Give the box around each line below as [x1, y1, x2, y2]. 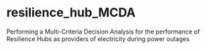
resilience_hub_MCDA [6, 5, 136, 21]
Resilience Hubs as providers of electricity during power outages [6, 34, 190, 42]
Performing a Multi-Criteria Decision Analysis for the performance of [6, 27, 200, 36]
